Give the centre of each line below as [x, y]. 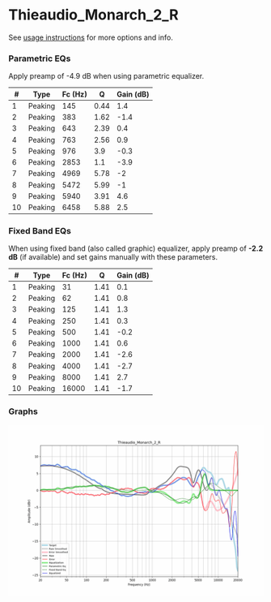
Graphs [23, 411]
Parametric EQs [40, 58]
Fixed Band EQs [40, 230]
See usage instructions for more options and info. [91, 37]
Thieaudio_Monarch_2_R [94, 15]
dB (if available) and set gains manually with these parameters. [113, 257]
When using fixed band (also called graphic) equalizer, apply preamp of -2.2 [136, 248]
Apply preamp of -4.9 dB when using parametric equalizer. [106, 76]
